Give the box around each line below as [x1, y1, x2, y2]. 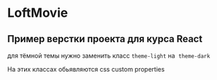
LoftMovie [7, 5, 68, 21]
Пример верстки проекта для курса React [7, 33, 203, 45]
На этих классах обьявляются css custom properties [7, 65, 165, 73]
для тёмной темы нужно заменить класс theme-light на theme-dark [7, 51, 211, 60]
